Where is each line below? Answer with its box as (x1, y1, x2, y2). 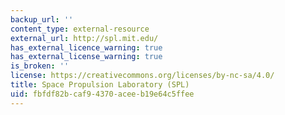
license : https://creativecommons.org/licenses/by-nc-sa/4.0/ (10, 71, 275, 81)
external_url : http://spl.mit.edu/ (10, 33, 159, 43)
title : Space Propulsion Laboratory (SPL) (10, 80, 190, 90)
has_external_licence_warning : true (10, 42, 163, 53)
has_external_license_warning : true (10, 52, 163, 62)
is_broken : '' (10, 61, 70, 71)
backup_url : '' (10, 14, 74, 25)
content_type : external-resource (10, 24, 150, 34)
